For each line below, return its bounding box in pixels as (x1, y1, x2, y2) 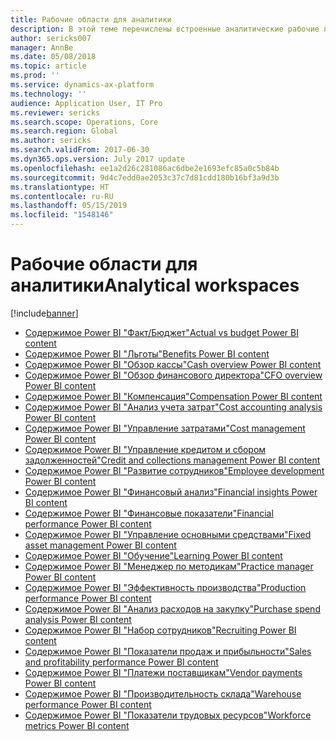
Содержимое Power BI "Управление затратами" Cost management (24, 422, 306, 434)
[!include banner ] (10, 307, 79, 319)
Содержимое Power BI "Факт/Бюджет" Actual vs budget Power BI (24, 326, 299, 338)
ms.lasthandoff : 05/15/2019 (10, 201, 128, 211)
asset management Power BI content (24, 539, 177, 551)
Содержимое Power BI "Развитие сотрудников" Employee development (24, 464, 325, 476)
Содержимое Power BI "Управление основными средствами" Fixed (24, 528, 312, 540)
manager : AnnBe (10, 42, 74, 53)
